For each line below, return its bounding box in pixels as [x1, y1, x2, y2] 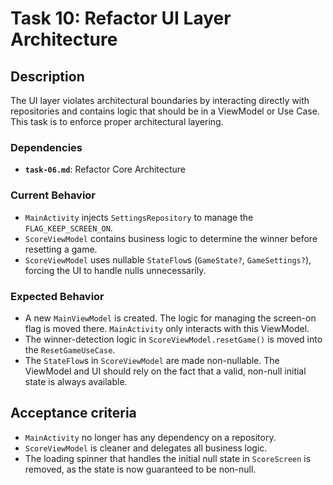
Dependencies [10, 140, 83, 154]
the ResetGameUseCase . [24, 343, 116, 356]
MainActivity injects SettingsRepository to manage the [24, 211, 254, 223]
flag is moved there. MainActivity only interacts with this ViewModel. [24, 322, 310, 334]
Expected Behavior [10, 289, 105, 303]
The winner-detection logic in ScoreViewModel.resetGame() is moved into [24, 333, 323, 345]
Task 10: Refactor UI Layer [10, 7, 232, 30]
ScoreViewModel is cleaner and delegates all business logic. [24, 442, 268, 454]
